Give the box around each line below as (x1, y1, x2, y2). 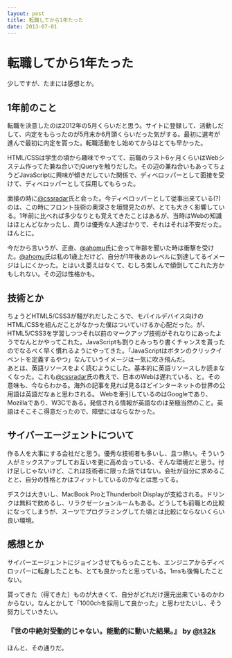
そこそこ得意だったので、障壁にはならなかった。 (19, 407, 159, 415)
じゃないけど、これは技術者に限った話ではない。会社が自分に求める (25, 466, 220, 475)
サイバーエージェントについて (7, 430, 134, 441)
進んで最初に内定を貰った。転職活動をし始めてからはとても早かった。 (7, 139, 207, 147)
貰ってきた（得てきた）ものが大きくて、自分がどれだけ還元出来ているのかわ (7, 590, 225, 598)
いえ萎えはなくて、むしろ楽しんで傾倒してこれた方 (73, 261, 219, 269)
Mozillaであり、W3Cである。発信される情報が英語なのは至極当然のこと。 (7, 398, 217, 407)
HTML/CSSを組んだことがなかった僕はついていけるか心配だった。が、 (7, 320, 209, 328)
